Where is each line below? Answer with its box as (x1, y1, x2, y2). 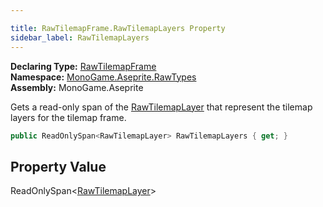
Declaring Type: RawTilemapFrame (10, 60, 157, 72)
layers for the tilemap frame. (10, 111, 127, 123)
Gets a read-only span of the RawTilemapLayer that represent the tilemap (10, 101, 313, 113)
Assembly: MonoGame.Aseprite (10, 81, 144, 93)
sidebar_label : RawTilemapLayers (10, 32, 150, 43)
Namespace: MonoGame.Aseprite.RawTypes (10, 71, 197, 83)
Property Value (10, 158, 107, 175)
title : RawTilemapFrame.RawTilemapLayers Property (10, 23, 226, 33)
